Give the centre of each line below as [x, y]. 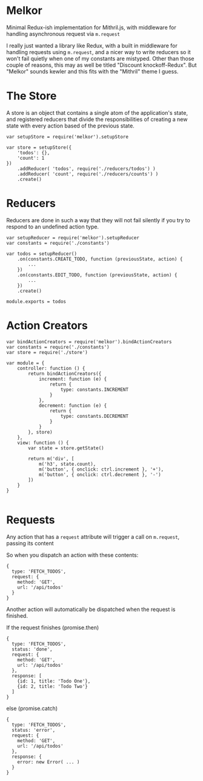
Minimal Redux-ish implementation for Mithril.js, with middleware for [92, 27]
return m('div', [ [51, 459]
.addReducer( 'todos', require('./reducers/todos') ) [86, 169]
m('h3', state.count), [67, 464]
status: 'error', [34, 730]
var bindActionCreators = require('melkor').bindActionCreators [89, 342]
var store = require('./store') [47, 352]
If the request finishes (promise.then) [53, 627]
